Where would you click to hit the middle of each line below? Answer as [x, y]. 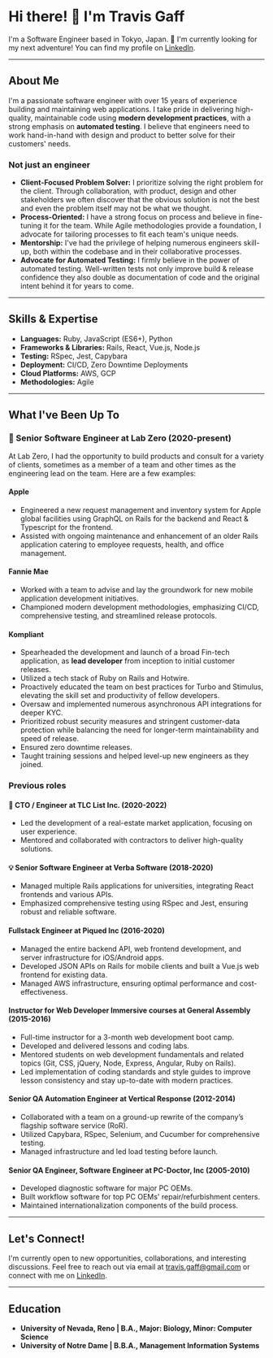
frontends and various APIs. [67, 895]
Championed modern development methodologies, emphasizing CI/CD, [140, 607]
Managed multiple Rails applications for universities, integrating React [137, 886]
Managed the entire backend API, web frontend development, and [131, 948]
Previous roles [37, 786]
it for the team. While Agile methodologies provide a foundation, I [152, 226]
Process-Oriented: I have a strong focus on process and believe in [132, 217]
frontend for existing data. [64, 974]
